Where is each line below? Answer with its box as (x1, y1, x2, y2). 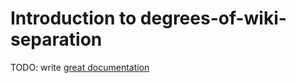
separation (10, 28, 103, 51)
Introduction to (10, 7, 137, 30)
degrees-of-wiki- (139, 7, 287, 30)
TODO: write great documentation (10, 61, 150, 73)
